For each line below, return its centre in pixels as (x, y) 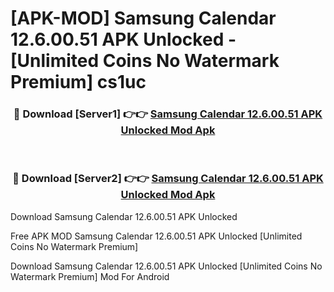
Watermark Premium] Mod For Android (90, 276)
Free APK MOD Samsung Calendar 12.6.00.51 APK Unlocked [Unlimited (156, 236)
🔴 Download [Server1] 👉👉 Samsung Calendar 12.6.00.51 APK (168, 114)
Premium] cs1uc (78, 82)
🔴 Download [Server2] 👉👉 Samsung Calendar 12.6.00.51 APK (168, 179)
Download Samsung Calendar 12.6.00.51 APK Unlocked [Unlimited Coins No (166, 266)
